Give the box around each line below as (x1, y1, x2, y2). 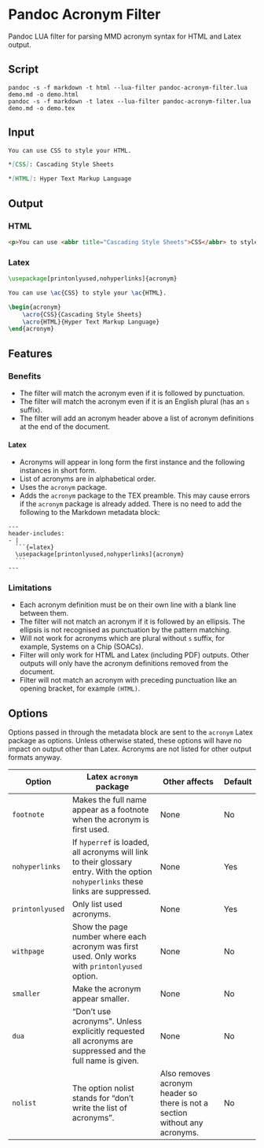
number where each (71, 931, 147, 942)
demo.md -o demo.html (8, 91, 79, 98)
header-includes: (8, 530, 65, 538)
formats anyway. (8, 753, 62, 762)
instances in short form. (19, 466, 97, 476)
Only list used (71, 899, 123, 910)
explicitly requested (71, 1026, 145, 1037)
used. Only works (71, 951, 137, 962)
